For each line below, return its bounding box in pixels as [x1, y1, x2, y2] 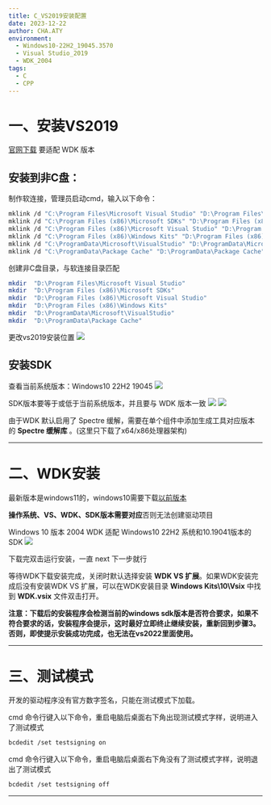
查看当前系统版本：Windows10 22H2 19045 [8, 381, 153, 391]
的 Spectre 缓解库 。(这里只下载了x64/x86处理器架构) [8, 426, 188, 435]
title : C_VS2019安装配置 [8, 11, 87, 20]
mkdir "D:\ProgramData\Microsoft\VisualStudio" [8, 309, 175, 317]
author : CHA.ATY [8, 27, 63, 35]
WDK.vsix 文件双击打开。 [17, 591, 103, 601]
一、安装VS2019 [8, 116, 119, 135]
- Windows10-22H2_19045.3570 [15, 42, 114, 50]
